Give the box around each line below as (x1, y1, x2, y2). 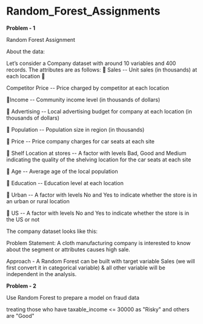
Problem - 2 (6, 282, 36, 289)
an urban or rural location (6, 197, 70, 204)
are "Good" (6, 312, 35, 319)
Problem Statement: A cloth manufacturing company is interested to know (6, 239, 191, 246)
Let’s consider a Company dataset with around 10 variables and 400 (6, 59, 176, 67)
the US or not (6, 215, 40, 223)
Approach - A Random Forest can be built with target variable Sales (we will (6, 257, 195, 265)
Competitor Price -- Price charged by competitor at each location (6, 84, 170, 92)
